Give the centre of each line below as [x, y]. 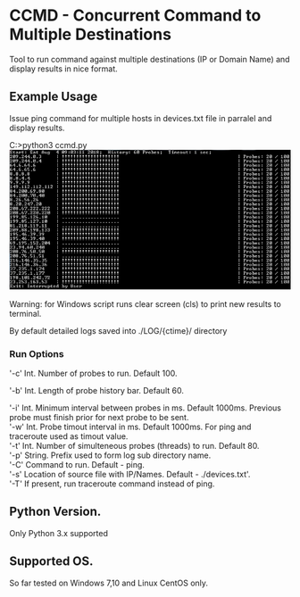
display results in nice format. [63, 69]
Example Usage [54, 97]
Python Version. [55, 512]
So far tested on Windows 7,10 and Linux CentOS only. [108, 583]
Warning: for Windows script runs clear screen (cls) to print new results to [145, 303]
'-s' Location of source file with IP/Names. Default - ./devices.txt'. [130, 475]
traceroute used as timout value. [69, 436]
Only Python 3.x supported [59, 533]
